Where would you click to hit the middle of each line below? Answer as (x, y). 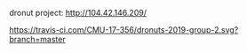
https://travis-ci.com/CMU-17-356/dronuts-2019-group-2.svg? (124, 30)
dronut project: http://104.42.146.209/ (78, 13)
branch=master (37, 39)
